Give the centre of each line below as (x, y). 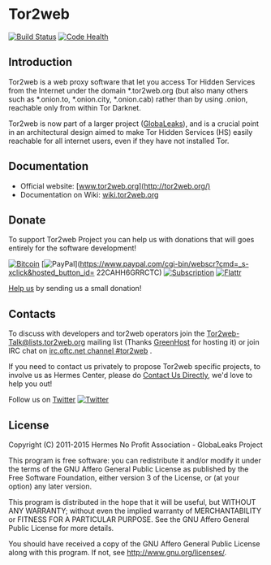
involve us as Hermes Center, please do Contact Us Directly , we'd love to (131, 376)
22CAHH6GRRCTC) (129, 272)
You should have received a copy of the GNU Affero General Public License (134, 544)
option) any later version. (50, 486)
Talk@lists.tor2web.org (47, 342)
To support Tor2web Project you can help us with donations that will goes (131, 240)
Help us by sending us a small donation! (75, 289)
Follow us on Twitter (42, 400)
